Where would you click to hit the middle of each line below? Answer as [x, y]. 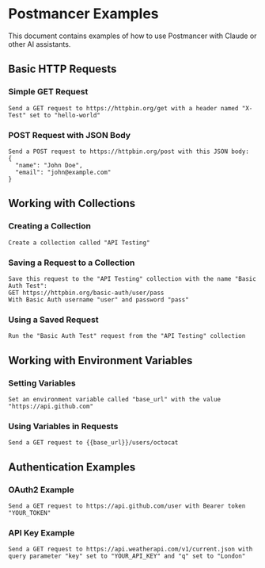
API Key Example [42, 532]
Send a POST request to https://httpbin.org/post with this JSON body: [129, 152]
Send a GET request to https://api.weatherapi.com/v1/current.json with [131, 549]
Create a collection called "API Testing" [79, 243]
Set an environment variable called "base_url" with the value [115, 399]
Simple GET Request [48, 92]
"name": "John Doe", [49, 165]
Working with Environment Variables [100, 361]
